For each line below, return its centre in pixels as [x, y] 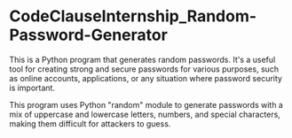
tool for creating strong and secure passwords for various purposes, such [144, 69]
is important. [32, 88]
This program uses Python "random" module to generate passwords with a [146, 104]
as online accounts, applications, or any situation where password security [146, 78]
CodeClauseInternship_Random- [133, 16]
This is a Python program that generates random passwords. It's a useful [142, 59]
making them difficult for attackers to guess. [90, 123]
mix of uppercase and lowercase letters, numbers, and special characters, [145, 114]
